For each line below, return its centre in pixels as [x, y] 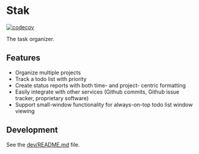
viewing [25, 111]
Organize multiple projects [48, 72]
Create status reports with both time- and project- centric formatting [100, 85]
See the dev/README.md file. [43, 144]
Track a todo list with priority [51, 79]
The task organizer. [30, 39]
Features [23, 58]
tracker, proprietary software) [52, 98]
